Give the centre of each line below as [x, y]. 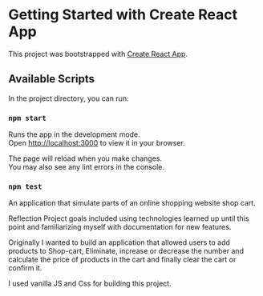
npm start [27, 118]
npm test [25, 186]
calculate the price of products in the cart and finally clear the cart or [122, 260]
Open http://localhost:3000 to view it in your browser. [97, 143]
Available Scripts [51, 79]
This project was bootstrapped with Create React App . [98, 54]
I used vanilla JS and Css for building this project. [90, 284]
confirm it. [25, 268]
